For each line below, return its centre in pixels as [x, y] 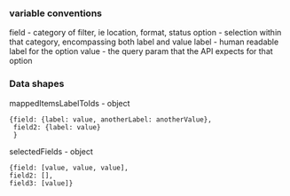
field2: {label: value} [57, 127]
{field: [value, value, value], [69, 168]
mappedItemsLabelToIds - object [70, 103]
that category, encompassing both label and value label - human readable [144, 42]
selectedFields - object [51, 151]
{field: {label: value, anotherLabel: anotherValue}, [111, 119]
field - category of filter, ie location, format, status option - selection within [145, 33]
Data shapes [37, 84]
